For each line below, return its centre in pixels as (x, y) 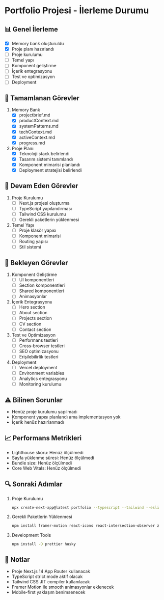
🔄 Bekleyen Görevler (36, 263)
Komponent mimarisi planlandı (50, 164)
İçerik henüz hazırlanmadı (38, 422)
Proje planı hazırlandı (33, 49)
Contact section (35, 329)
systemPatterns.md (39, 126)
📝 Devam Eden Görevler (41, 186)
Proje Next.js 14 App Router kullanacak (51, 571)
